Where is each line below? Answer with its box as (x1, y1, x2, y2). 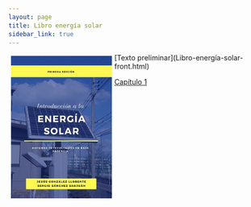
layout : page (8, 13, 52, 21)
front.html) (114, 61, 150, 72)
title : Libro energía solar (8, 21, 103, 30)
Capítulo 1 (114, 77, 148, 87)
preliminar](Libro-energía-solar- (136, 53, 244, 63)
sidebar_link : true (8, 30, 74, 38)
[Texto (114, 53, 136, 63)
